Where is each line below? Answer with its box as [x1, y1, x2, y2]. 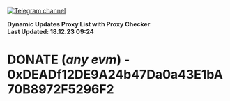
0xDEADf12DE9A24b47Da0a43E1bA [7, 67, 223, 83]
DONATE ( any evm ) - [7, 52, 130, 68]
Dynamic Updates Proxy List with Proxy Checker [7, 20, 151, 28]
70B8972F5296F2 [7, 81, 114, 98]
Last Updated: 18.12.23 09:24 [7, 28, 94, 36]
